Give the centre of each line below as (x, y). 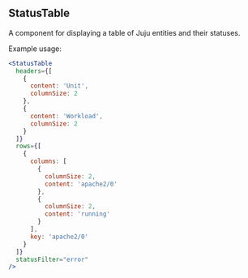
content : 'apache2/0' (81, 184)
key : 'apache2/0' (59, 237)
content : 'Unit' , (59, 86)
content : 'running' (77, 214)
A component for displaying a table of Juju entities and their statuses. (124, 32)
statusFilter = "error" (52, 259)
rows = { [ (29, 146)
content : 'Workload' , (66, 116)
